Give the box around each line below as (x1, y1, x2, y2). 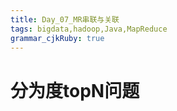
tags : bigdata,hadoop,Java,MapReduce (10, 24, 168, 34)
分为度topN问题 (10, 79, 140, 102)
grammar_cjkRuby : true (10, 33, 105, 43)
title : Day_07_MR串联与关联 (10, 14, 120, 25)
